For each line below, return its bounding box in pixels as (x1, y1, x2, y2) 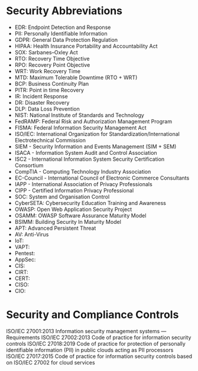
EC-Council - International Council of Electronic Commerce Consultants (14, 174, 190, 181)
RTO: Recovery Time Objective (14, 55, 90, 62)
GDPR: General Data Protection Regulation (14, 36, 118, 43)
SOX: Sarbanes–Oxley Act (14, 48, 78, 56)
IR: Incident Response (14, 93, 68, 100)
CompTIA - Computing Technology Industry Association (14, 168, 151, 175)
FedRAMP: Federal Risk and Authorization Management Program (14, 118, 173, 125)
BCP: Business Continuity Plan (14, 80, 89, 87)
